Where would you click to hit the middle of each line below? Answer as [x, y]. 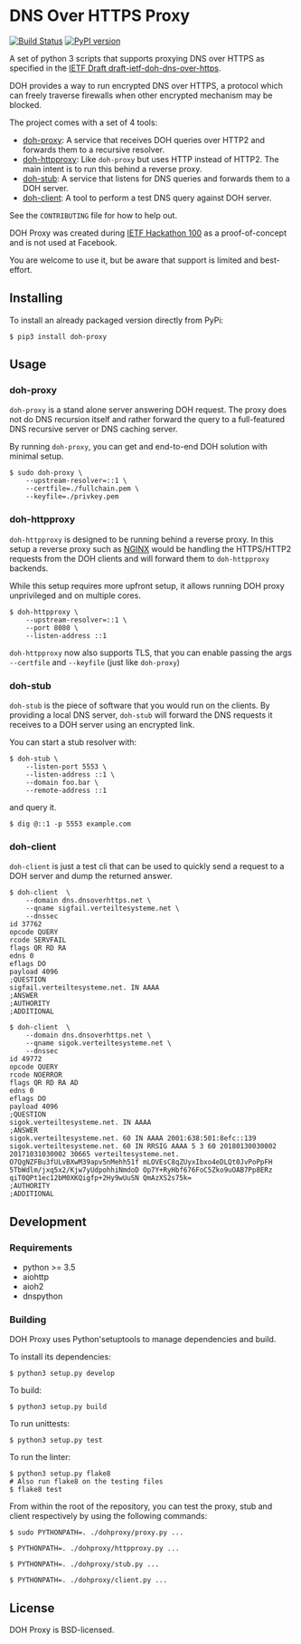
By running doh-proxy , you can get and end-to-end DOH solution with [139, 447]
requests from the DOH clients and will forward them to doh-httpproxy [139, 558]
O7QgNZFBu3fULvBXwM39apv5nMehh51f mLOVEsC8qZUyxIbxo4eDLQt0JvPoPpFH [141, 1162]
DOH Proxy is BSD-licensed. [62, 1630]
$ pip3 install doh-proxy [58, 336]
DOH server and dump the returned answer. [91, 876]
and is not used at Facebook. [63, 242]
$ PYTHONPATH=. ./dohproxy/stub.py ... [85, 1564]
